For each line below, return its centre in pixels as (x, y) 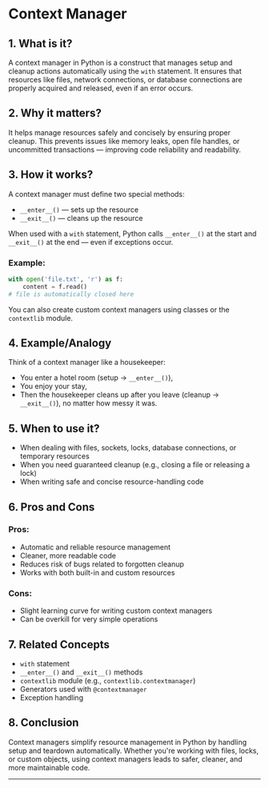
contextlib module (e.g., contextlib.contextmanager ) (108, 680)
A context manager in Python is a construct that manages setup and (120, 62)
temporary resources (54, 456)
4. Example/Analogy (60, 343)
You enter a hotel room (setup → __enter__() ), (96, 378)
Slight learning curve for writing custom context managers (116, 611)
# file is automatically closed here (71, 294)
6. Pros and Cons (52, 507)
